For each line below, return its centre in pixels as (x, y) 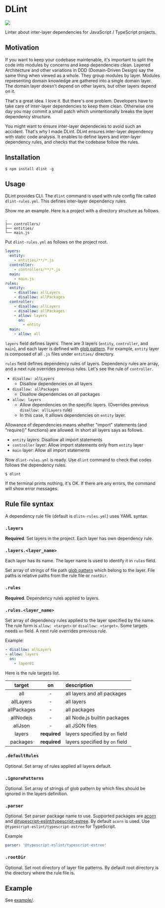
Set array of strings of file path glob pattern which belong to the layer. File (80, 570)
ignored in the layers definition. (36, 794)
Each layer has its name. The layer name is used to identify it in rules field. (81, 561)
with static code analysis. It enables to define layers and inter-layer (73, 137)
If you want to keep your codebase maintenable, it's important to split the (79, 59)
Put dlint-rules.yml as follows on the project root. (57, 242)
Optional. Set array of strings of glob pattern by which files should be (75, 789)
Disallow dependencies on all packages (60, 394)
